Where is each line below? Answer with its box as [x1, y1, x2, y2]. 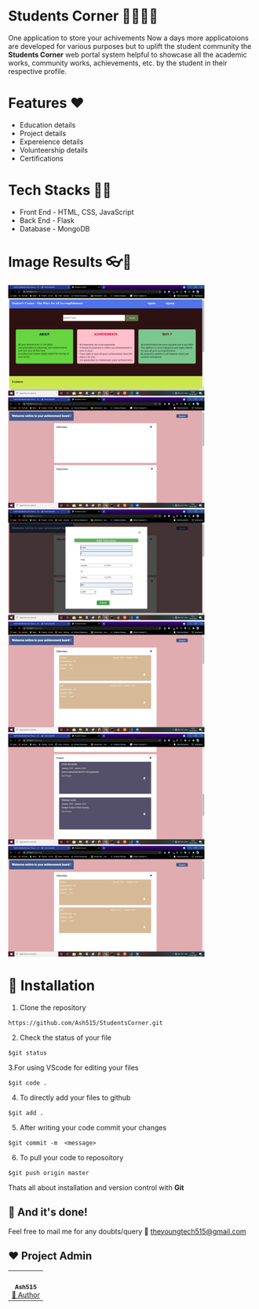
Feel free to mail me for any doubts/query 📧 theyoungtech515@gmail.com [8, 1226, 246, 1236]
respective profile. [8, 66, 67, 76]
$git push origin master [8, 1169, 89, 1177]
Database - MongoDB [19, 224, 90, 233]
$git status [8, 1048, 47, 1057]
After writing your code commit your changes [19, 1122, 167, 1132]
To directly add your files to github [19, 1093, 131, 1102]
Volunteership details [19, 145, 89, 154]
